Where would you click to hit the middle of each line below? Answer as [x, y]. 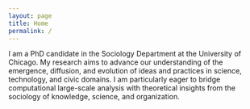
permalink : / [30, 31]
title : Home [28, 23]
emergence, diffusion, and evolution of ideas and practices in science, [125, 71]
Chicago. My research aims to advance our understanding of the [116, 62]
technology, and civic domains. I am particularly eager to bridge [115, 80]
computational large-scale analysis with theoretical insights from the [122, 88]
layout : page [30, 16]
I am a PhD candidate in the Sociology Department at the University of [125, 54]
